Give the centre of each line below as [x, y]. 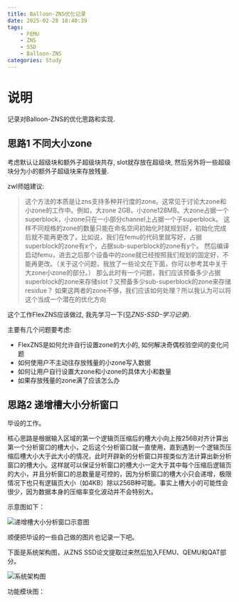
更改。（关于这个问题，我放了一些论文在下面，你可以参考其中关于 [132, 264]
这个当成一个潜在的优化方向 [65, 299]
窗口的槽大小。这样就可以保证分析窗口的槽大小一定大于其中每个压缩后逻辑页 [119, 465]
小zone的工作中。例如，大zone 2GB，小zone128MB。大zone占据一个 [127, 210]
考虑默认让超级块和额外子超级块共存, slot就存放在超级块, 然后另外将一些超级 [119, 162]
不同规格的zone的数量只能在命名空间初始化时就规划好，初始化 [123, 228]
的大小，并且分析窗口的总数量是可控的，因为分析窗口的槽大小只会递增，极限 [119, 474]
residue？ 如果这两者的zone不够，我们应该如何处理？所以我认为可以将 [128, 290]
